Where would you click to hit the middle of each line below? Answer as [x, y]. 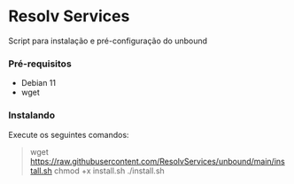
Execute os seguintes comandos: [69, 134]
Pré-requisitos [40, 64]
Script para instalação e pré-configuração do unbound [108, 41]
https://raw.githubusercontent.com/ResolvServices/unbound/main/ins [157, 161]
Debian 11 [39, 83]
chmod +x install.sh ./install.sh [109, 171]
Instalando [31, 115]
